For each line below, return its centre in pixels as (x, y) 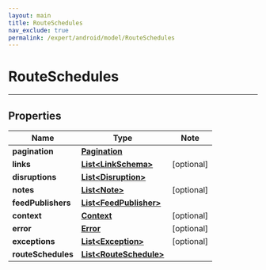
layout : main (30, 15)
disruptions (34, 177)
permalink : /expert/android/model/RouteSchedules (92, 38)
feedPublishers (42, 203)
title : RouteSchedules (46, 23)
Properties (35, 116)
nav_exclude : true (38, 30)
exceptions (34, 241)
